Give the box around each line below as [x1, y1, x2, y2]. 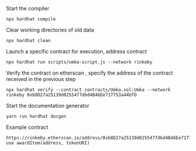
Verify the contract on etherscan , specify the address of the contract [6, 69, 173, 76]
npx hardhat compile [6, 16, 57, 22]
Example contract [6, 124, 48, 131]
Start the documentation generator [6, 102, 89, 109]
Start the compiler [6, 5, 50, 12]
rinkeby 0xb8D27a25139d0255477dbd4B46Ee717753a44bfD [6, 92, 137, 98]
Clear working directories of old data [6, 26, 94, 33]
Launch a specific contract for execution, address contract [6, 48, 147, 55]
